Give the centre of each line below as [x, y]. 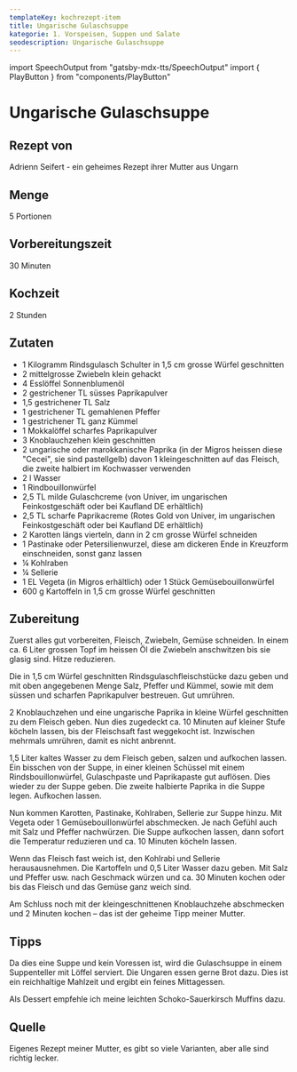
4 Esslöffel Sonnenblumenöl [73, 383]
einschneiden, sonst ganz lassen [82, 553]
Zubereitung [44, 619]
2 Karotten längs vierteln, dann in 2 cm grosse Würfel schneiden [140, 534]
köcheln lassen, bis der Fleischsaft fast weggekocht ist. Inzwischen [132, 732]
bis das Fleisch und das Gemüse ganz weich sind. [101, 887]
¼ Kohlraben [45, 563]
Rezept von [41, 145]
